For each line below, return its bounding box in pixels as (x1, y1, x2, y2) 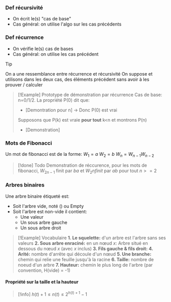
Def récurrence (5, 34, 44, 41)
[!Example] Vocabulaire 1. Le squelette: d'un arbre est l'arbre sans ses (17, 235, 166, 241)
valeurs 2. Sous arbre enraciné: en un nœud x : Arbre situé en (17, 240, 148, 246)
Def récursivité (5, 4, 43, 11)
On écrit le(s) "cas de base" (12, 16, 71, 22)
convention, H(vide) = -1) (17, 267, 70, 273)
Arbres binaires (5, 181, 45, 189)
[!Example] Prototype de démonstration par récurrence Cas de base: (17, 91, 162, 98)
